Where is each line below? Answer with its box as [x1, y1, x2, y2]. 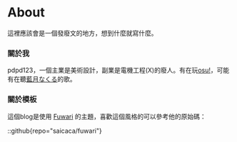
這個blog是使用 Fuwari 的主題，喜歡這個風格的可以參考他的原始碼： [7, 112, 207, 121]
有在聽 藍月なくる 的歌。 [7, 75, 76, 83]
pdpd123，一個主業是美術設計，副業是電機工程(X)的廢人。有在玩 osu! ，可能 [7, 66, 230, 75]
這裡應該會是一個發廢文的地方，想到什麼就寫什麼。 [7, 29, 158, 37]
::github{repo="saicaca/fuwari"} [7, 126, 102, 135]
